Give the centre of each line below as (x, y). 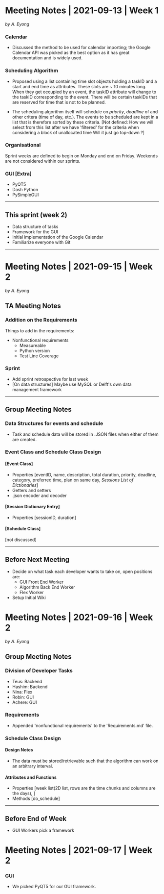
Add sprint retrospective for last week (50, 379)
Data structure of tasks (35, 226)
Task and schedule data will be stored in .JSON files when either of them (85, 434)
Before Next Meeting (37, 559)
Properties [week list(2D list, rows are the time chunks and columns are (84, 788)
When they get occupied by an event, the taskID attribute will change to (84, 92)
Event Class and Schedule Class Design (53, 452)
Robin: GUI (23, 697)
